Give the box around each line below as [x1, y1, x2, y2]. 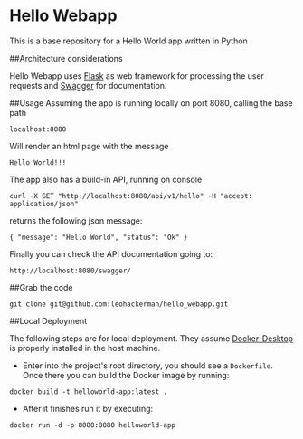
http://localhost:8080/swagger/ [9, 266, 131, 275]
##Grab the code [9, 282, 73, 292]
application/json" [9, 199, 79, 208]
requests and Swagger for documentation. [9, 80, 167, 91]
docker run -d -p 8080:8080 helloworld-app [9, 420, 176, 430]
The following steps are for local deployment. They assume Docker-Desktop [9, 332, 294, 344]
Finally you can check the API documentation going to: [9, 248, 213, 259]
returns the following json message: [9, 215, 143, 226]
